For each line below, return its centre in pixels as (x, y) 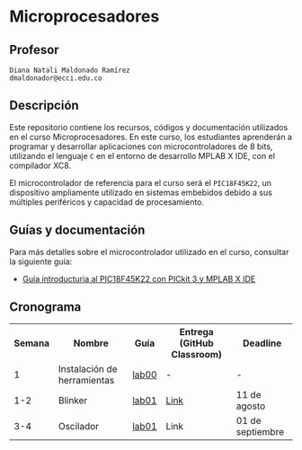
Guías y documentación (77, 230)
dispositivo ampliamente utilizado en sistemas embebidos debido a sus (141, 192)
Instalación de (88, 369)
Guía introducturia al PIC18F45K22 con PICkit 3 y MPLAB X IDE (139, 278)
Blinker (73, 401)
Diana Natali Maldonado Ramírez (70, 70)
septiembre (260, 432)
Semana (32, 343)
